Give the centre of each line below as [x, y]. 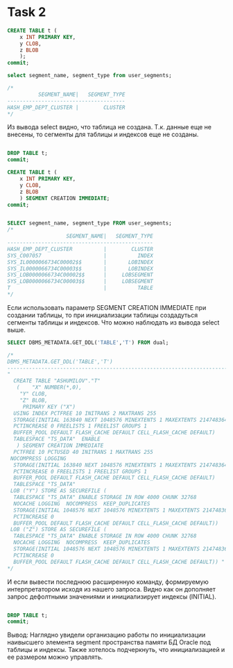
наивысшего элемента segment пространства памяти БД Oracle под [109, 642]
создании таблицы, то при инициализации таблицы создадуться [103, 315]
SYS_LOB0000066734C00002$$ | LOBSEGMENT [80, 275]
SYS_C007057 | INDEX [80, 255]
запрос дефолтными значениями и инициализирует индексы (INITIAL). [112, 596]
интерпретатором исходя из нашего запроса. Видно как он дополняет [112, 589]
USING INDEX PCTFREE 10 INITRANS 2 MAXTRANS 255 [85, 413]
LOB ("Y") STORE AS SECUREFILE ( [59, 491]
